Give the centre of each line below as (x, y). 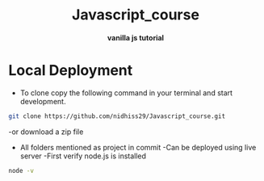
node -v (21, 170)
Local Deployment (71, 70)
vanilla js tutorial (136, 37)
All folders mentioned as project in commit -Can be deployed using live (138, 147)
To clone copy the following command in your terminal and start (126, 93)
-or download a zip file (46, 132)
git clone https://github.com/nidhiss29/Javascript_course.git (117, 116)
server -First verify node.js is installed (83, 156)
